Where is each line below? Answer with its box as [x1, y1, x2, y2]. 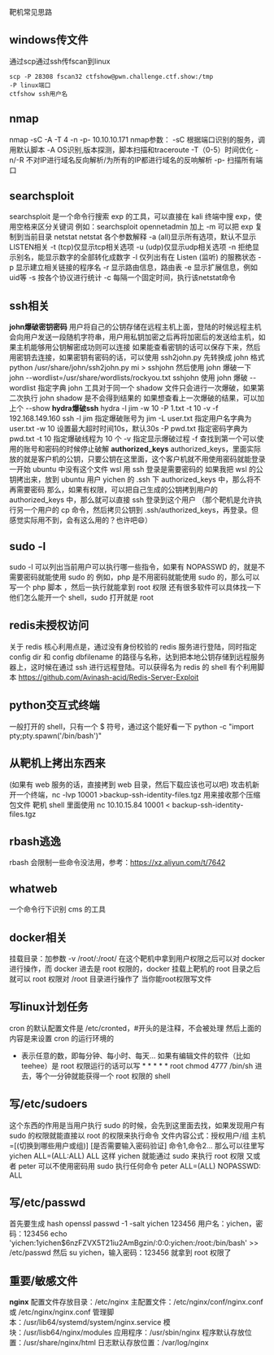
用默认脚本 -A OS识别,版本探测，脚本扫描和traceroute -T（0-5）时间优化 [9, 145, 254, 155]
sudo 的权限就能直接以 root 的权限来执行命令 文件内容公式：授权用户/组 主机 [9, 1130, 266, 1140]
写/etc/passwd [9, 1195, 86, 1209]
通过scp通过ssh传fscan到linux [9, 56, 111, 66]
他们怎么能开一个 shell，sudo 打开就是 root [9, 592, 154, 602]
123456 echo [23, 1229, 67, 1239]
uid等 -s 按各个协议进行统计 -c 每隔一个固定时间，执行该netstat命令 [9, 273, 237, 282]
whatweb [9, 881, 58, 895]
